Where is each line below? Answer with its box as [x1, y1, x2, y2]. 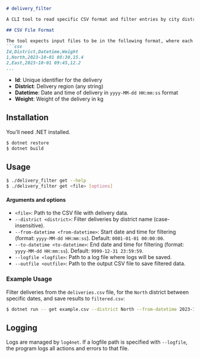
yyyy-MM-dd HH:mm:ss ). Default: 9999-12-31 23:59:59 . [14, 247, 144, 254]
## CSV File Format [6, 27, 55, 33]
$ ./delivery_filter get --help [6, 178, 86, 184]
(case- [154, 216, 170, 223]
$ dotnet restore [6, 140, 49, 146]
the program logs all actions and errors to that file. [6, 345, 129, 352]
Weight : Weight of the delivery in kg [14, 95, 104, 102]
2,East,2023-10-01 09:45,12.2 [6, 60, 82, 66]
